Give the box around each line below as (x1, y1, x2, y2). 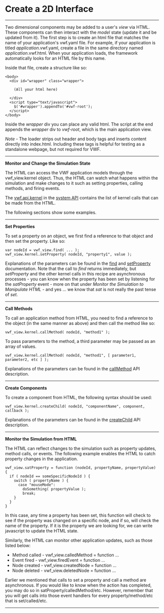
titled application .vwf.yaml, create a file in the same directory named (5, 45, 143, 51)
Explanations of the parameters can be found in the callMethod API (5, 365, 140, 372)
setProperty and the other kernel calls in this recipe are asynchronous (5, 271, 145, 276)
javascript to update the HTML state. (5, 528, 79, 533)
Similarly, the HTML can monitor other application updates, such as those (5, 537, 153, 543)
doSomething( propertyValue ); (22, 486, 86, 491)
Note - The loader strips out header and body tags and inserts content (5, 136, 146, 142)
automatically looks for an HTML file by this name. (5, 55, 106, 61)
